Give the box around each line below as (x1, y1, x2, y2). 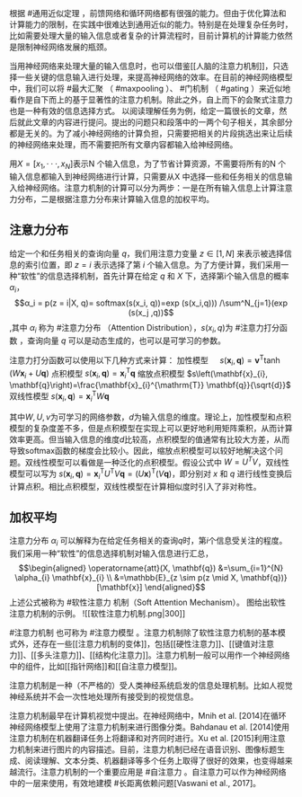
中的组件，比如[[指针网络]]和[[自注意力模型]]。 (9, 661, 182, 672)
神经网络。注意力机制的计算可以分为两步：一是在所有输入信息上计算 (24, 182, 277, 193)
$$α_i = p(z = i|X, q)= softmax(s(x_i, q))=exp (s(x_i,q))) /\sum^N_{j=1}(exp (13, 297, 289, 308)
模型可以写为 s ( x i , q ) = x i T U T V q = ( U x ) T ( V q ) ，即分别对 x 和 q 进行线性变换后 (9, 466, 292, 481)
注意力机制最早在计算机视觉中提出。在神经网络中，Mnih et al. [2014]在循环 (9, 711, 287, 722)
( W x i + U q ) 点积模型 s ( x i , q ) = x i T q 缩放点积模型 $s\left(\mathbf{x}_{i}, (9, 367, 268, 381)
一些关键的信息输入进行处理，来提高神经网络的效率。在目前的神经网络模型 (16, 72, 293, 83)
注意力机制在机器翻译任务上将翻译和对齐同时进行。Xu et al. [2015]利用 (9, 733, 271, 744)
